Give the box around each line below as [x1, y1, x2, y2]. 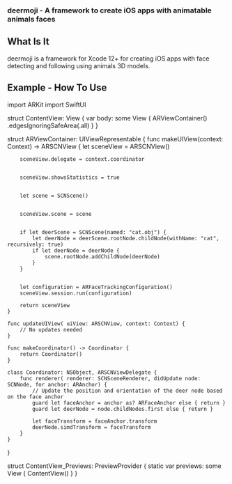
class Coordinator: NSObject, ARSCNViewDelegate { [7, 368, 157, 376]
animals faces [7, 14, 56, 24]
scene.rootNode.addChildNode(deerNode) [44, 253, 160, 260]
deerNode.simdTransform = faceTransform [32, 423, 151, 430]
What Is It [7, 36, 50, 47]
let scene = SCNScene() [20, 192, 89, 199]
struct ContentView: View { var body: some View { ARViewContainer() [7, 114, 208, 122]
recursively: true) [7, 241, 64, 248]
